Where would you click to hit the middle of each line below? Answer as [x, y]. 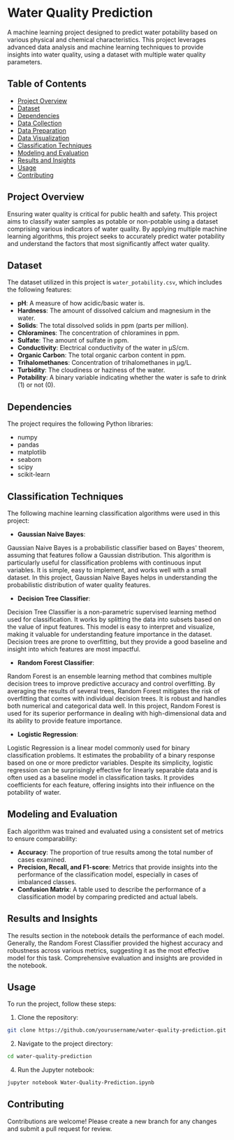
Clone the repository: [48, 1018]
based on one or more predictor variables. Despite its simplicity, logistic [110, 763]
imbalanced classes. [47, 881]
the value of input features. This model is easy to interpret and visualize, [111, 627]
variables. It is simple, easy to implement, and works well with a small [107, 570]
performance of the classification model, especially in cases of [108, 874]
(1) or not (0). [36, 385]
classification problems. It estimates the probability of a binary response [111, 755]
